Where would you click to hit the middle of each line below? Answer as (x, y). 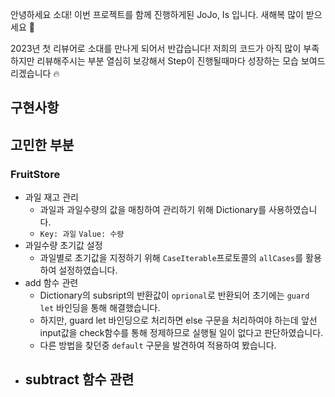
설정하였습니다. (88, 270)
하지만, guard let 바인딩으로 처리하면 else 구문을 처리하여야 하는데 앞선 (178, 320)
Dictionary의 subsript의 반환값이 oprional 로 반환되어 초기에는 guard (174, 295)
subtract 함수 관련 (79, 379)
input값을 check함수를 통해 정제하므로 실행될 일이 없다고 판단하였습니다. (181, 333)
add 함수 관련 (51, 283)
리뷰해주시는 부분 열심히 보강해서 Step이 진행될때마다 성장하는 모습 (167, 61)
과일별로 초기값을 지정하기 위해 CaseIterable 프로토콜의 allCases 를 (171, 258)
